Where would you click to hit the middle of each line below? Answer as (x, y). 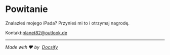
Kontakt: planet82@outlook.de (36, 32)
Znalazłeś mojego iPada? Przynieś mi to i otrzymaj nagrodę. (68, 23)
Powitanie (27, 9)
